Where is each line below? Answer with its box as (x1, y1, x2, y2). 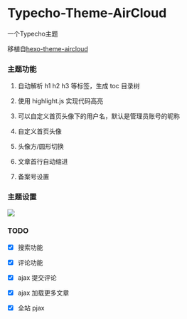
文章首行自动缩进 (17, 157, 68, 166)
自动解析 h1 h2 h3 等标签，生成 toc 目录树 (17, 82, 140, 90)
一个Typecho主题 (7, 29, 58, 38)
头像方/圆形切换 (17, 142, 64, 151)
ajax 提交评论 (17, 273, 57, 282)
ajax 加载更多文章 (17, 288, 70, 297)
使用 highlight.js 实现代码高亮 (17, 97, 104, 105)
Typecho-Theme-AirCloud (7, 5, 167, 21)
